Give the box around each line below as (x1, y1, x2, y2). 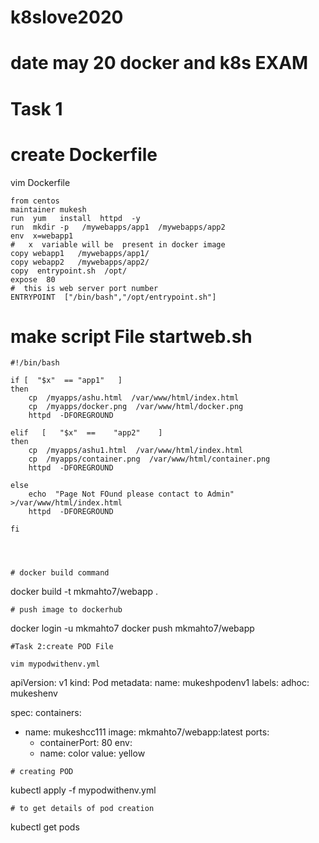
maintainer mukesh (10, 204, 87, 215)
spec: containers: (10, 707, 82, 719)
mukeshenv (10, 687, 58, 700)
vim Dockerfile (10, 176, 71, 188)
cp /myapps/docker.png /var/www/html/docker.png (28, 402, 244, 412)
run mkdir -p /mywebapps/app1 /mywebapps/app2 (10, 222, 226, 232)
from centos (10, 196, 60, 206)
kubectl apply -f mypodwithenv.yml (10, 784, 157, 796)
